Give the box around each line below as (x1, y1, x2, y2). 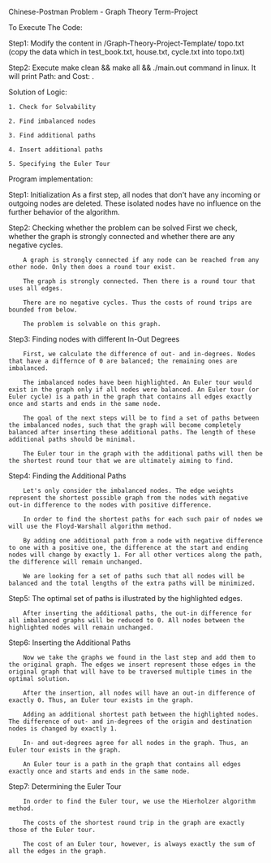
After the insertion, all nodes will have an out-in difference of (23, 689, 256, 697)
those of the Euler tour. (8, 826, 96, 834)
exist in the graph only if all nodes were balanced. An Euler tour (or (8, 386, 260, 394)
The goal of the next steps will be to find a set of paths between (23, 414, 260, 422)
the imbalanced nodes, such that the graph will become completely (8, 421, 242, 429)
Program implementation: (8, 174, 93, 184)
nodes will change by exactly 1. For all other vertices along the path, (8, 551, 264, 559)
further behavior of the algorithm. (8, 207, 120, 216)
